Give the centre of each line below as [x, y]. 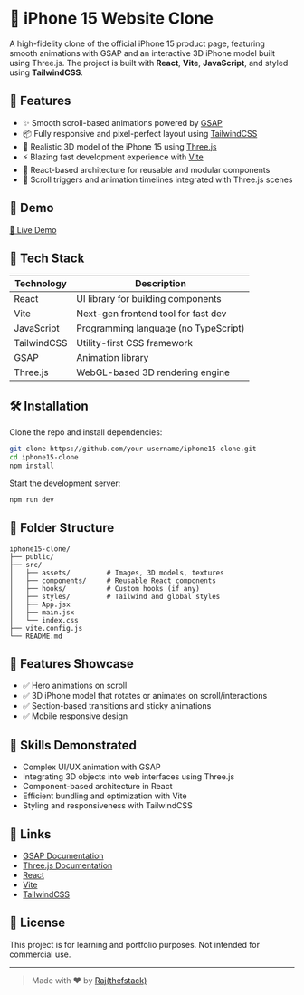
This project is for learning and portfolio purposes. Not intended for [135, 944]
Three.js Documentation [67, 865]
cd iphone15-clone [44, 458]
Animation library [113, 358]
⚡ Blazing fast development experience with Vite [113, 157]
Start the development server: [65, 483]
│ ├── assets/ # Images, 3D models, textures [117, 573]
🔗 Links [30, 834]
